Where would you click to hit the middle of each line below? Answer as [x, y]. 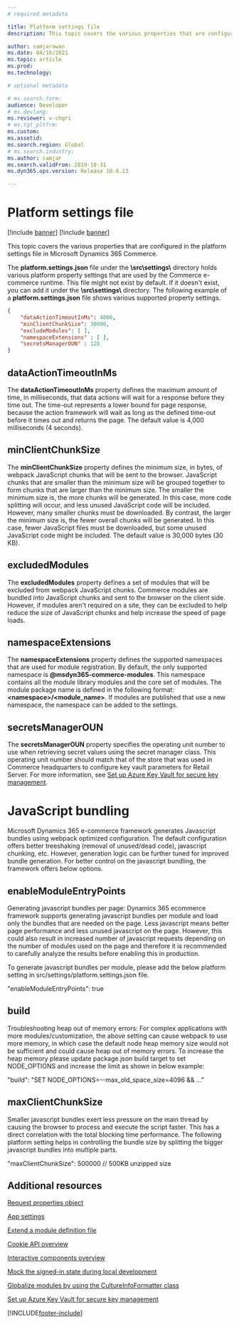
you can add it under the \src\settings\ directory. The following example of [117, 290]
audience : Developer [38, 105]
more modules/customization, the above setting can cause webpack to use [117, 1036]
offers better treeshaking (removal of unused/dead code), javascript [107, 846]
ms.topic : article [34, 60]
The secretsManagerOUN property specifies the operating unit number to [116, 745]
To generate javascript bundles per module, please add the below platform [117, 967]
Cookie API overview [38, 1244]
